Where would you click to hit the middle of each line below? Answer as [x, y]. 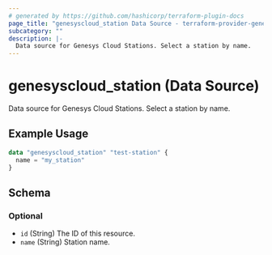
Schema [30, 192]
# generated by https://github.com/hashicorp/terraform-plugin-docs [126, 16]
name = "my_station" [50, 160]
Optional [25, 215]
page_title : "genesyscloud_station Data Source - [94, 23]
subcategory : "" [36, 31]
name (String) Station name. [65, 242]
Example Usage [49, 134]
